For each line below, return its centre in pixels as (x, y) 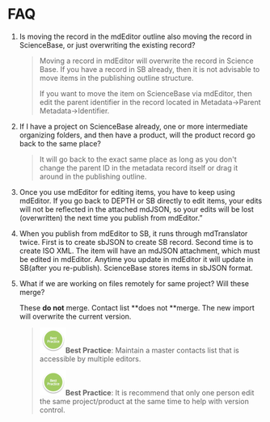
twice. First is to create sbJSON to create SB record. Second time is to (136, 242)
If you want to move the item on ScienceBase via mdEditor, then (146, 93)
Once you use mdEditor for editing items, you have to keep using (127, 192)
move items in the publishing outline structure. (116, 78)
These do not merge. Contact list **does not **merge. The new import (137, 307)
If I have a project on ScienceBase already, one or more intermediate (133, 126)
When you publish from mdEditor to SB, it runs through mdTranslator (133, 233)
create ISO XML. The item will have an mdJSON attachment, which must (139, 251)
